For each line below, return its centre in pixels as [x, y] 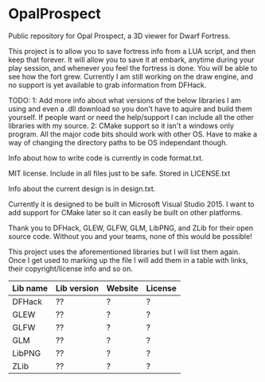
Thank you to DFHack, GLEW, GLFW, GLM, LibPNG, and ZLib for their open [131, 228]
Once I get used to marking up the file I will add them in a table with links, [128, 260]
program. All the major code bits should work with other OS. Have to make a [133, 134]
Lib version [77, 288]
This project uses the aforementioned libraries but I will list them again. [124, 252]
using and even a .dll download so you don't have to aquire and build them [130, 109]
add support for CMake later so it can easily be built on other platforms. [125, 212]
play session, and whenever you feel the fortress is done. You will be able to [133, 68]
